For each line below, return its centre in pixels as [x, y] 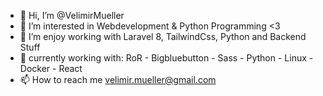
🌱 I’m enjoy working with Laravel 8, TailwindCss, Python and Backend [163, 36]
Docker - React [51, 68]
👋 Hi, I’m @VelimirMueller [72, 15]
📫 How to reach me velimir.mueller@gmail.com [118, 79]
